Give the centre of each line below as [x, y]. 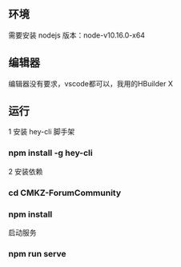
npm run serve [37, 253]
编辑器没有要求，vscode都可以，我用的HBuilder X [91, 83]
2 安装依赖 [26, 171]
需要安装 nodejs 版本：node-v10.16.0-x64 [77, 35]
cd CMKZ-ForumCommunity [65, 193]
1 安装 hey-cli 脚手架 [42, 132]
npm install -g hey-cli [51, 153]
